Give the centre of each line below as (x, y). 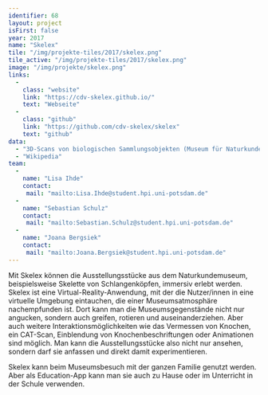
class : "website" (51, 90)
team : (17, 164)
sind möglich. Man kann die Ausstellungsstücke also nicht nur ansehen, (126, 342)
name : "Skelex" (33, 45)
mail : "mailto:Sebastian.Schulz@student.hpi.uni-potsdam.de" (130, 223)
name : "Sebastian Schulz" (66, 208)
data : (17, 141)
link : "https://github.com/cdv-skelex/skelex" (101, 127)
